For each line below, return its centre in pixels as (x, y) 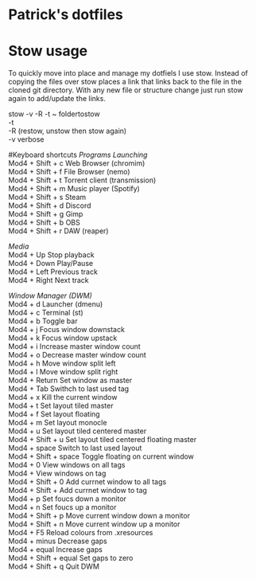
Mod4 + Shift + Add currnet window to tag (78, 491)
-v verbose (27, 139)
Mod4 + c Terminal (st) (46, 313)
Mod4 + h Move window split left (62, 363)
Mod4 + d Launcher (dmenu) (56, 304)
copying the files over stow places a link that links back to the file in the (125, 82)
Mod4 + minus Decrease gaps (58, 541)
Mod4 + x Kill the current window (63, 397)
